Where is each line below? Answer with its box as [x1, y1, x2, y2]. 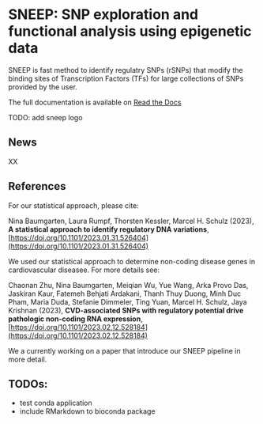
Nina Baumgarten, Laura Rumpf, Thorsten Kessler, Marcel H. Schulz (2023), [8, 216, 254, 225]
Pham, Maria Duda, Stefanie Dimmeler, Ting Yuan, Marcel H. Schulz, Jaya [8, 297, 247, 306]
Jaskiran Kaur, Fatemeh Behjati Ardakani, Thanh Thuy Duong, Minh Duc [8, 289, 242, 298]
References [8, 180, 66, 193]
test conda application [19, 398, 92, 408]
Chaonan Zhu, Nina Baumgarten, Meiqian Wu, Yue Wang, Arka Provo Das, [8, 280, 249, 290]
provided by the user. [8, 81, 77, 92]
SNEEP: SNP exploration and [8, 6, 199, 24]
